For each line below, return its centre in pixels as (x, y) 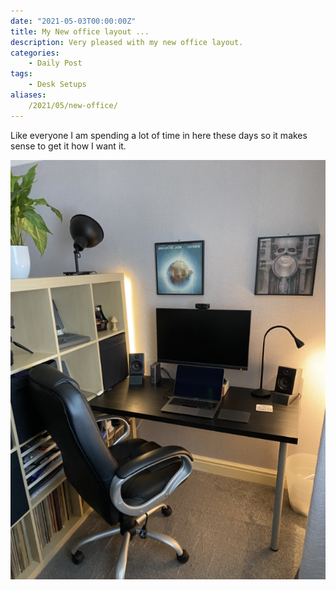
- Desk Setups (57, 85)
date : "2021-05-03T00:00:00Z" (73, 21)
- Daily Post (55, 63)
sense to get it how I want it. (68, 146)
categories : (35, 53)
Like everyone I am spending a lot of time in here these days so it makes (159, 135)
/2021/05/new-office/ (73, 105)
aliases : (28, 95)
